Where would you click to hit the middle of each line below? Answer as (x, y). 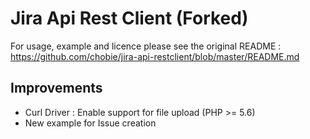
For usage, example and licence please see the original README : (146, 46)
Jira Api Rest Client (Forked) (129, 18)
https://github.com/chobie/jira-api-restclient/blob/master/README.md (155, 56)
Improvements (56, 88)
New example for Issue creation (90, 123)
